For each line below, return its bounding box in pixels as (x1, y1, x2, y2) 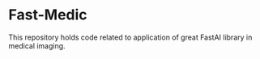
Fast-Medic (8, 6, 87, 24)
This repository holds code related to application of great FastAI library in (8, 32, 253, 42)
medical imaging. (8, 40, 66, 50)
